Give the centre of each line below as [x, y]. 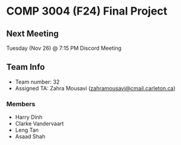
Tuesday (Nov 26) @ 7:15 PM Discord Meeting [64, 48]
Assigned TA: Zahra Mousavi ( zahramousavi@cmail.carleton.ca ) [95, 88]
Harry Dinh [29, 117]
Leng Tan [27, 130]
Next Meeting [32, 34]
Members [21, 104]
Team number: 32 [37, 82]
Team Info [26, 67]
